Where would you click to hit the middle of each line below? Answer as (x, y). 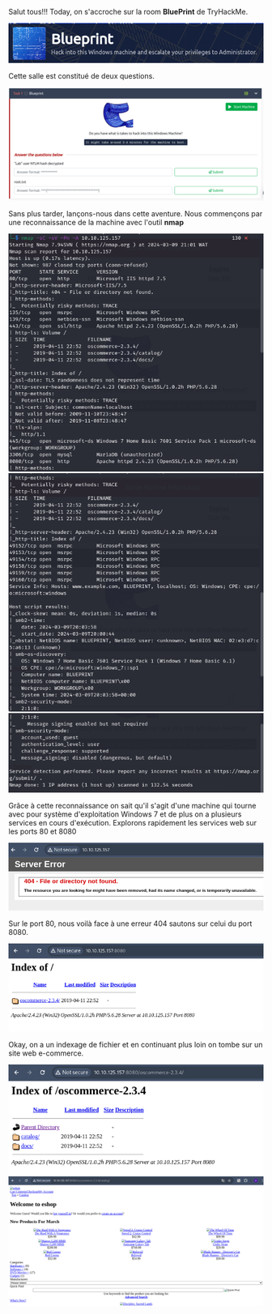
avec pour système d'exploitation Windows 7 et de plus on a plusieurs (125, 814)
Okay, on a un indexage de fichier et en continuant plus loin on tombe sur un (136, 1044)
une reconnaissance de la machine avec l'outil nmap (96, 222)
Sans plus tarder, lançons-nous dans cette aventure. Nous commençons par (136, 213)
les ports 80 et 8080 (42, 831)
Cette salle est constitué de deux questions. (82, 76)
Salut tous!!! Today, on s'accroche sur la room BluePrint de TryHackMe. (128, 12)
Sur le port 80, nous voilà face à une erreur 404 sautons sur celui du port (130, 924)
